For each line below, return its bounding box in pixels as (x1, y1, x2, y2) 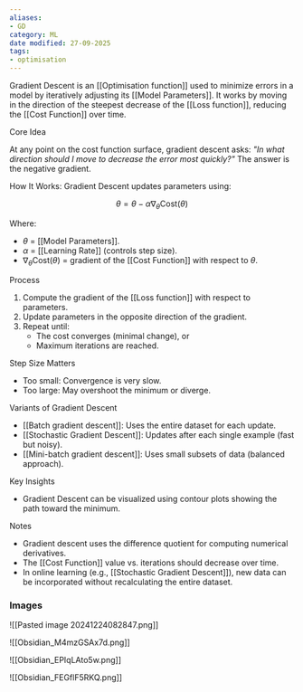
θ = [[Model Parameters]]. (22, 235, 120, 246)
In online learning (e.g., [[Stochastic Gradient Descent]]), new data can (22, 566, 287, 577)
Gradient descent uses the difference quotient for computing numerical (22, 537, 289, 548)
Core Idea (9, 127, 47, 137)
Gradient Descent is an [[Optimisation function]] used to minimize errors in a (9, 81, 294, 90)
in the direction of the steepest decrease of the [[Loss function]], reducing (9, 100, 287, 109)
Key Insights (9, 476, 56, 487)
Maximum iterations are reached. (35, 340, 160, 351)
